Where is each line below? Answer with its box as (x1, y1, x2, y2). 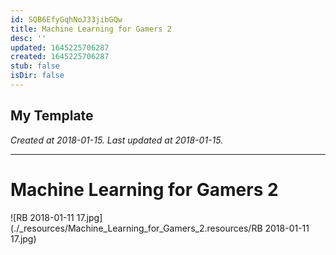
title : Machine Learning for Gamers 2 (10, 24, 172, 34)
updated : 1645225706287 (10, 42, 110, 53)
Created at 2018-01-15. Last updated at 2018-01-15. (10, 134, 224, 146)
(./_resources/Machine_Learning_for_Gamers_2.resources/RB (10, 222, 263, 234)
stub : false (10, 61, 60, 71)
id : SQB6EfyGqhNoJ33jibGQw (10, 14, 123, 25)
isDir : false (10, 71, 65, 81)
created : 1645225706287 (10, 52, 110, 62)
